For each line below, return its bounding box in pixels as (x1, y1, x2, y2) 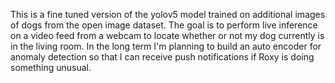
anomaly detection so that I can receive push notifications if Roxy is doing (10, 51, 315, 63)
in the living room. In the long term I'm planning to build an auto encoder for (10, 40, 322, 52)
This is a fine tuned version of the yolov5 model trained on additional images (10, 9, 326, 20)
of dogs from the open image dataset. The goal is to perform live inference (10, 19, 318, 31)
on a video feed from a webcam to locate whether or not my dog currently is (10, 30, 325, 41)
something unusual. (10, 62, 92, 73)
